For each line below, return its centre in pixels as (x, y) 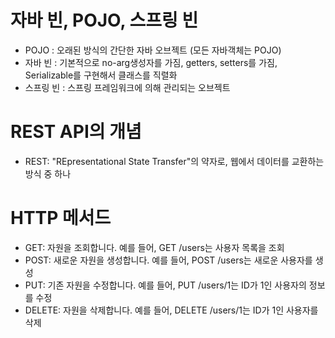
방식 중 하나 (48, 173)
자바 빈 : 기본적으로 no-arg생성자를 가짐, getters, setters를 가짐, (151, 62)
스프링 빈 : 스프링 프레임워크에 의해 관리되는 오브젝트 (127, 87)
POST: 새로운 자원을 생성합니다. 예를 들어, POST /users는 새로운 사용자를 (168, 260)
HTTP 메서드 (61, 218)
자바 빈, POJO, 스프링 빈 (104, 20)
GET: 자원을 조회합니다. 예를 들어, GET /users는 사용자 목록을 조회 (154, 247)
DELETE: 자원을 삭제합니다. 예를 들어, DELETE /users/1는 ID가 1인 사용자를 (171, 310)
